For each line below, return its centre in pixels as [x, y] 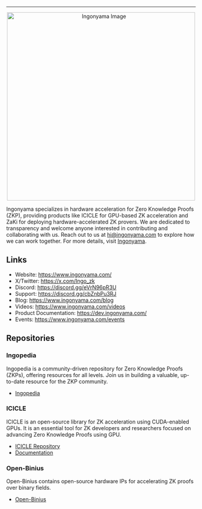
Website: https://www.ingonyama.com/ [63, 274]
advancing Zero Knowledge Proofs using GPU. [64, 434]
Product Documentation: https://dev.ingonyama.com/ [81, 313]
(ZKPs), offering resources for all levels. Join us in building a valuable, [93, 375]
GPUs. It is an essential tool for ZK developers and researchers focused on [99, 428]
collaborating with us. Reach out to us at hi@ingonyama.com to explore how [100, 235]
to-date [16, 381]
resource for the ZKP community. [67, 381]
